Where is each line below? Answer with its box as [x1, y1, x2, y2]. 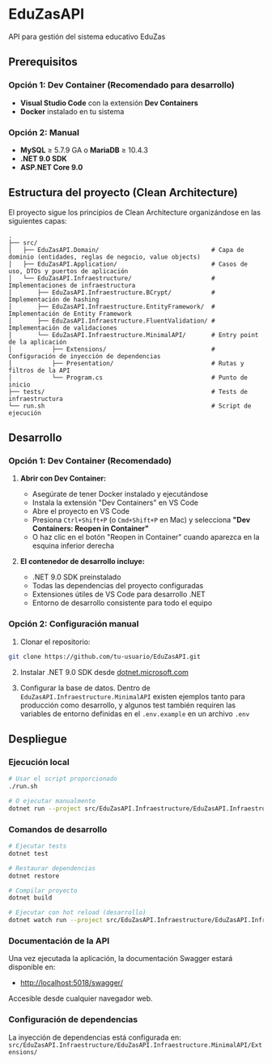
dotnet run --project [8, 804, 82, 813]
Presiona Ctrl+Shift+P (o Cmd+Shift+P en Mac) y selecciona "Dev [32, 515, 251, 525]
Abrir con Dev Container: [19, 473, 107, 483]
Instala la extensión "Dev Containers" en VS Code [32, 498, 198, 507]
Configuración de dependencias [8, 1014, 138, 1025]
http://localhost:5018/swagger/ [19, 978, 124, 988]
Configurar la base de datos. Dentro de [19, 682, 151, 693]
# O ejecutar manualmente [8, 797, 96, 805]
